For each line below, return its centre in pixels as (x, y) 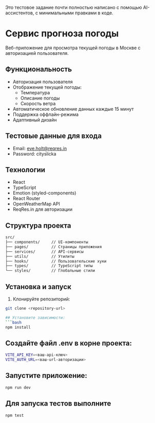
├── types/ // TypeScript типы (49, 266)
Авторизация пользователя (43, 82)
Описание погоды (40, 98)
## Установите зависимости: (35, 317)
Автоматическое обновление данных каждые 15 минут (73, 109)
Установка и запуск (38, 287)
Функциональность (39, 69)
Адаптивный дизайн (35, 119)
